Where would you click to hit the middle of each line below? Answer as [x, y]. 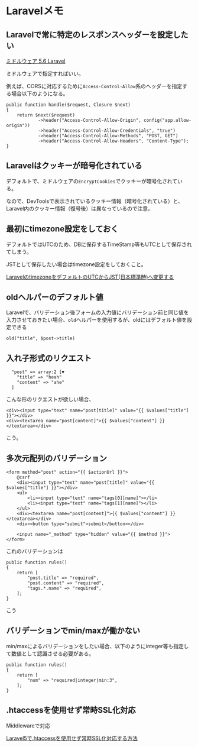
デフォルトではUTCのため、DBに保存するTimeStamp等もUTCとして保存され [99, 244]
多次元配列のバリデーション [57, 458]
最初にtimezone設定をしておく [62, 229]
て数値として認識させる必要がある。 [50, 654]
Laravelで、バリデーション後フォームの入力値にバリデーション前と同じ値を [98, 312]
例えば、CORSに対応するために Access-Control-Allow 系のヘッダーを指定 [94, 86]
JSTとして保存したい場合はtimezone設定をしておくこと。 [76, 264]
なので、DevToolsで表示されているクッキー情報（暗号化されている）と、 [95, 201]
